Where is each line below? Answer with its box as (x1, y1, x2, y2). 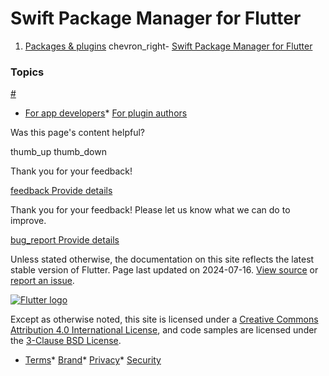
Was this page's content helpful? (10, 127, 145, 139)
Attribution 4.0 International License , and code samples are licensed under (10, 324, 318, 336)
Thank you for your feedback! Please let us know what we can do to (10, 204, 291, 216)
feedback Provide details (10, 185, 113, 197)
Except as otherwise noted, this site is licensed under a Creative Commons (10, 313, 319, 326)
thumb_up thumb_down (10, 146, 107, 158)
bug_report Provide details (10, 234, 120, 246)
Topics (10, 65, 45, 79)
